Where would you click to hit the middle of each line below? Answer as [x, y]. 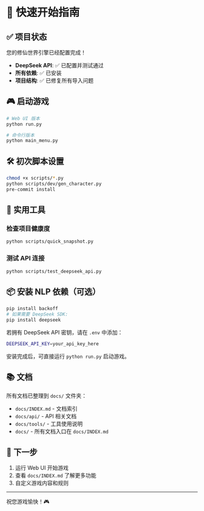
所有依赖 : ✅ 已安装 [38, 73]
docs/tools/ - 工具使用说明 [49, 424]
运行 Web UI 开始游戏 [42, 468]
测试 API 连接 [25, 259]
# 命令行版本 [20, 135]
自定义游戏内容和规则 [42, 483]
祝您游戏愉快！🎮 [28, 502]
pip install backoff [32, 309]
